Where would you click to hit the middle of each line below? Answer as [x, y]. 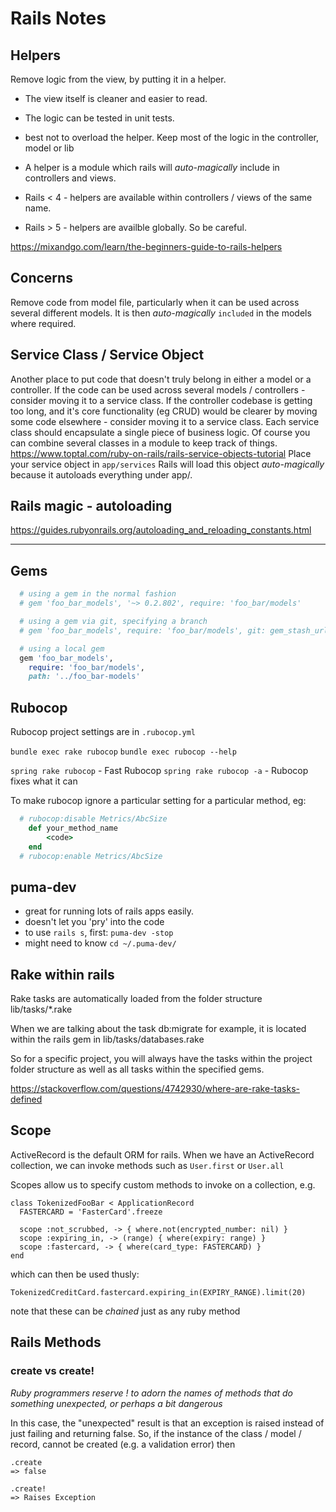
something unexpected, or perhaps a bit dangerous [116, 1403]
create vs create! [52, 1371]
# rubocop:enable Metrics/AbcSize [91, 856]
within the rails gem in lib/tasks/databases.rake [107, 1039]
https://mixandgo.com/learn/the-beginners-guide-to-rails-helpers [146, 246]
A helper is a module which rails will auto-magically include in [152, 167]
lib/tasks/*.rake [41, 1009]
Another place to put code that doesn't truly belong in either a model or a [161, 379]
